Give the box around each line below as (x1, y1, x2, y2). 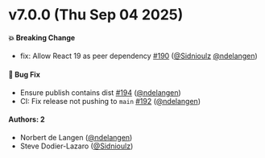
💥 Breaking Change (8, 32, 76, 42)
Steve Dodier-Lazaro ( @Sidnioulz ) (19, 141, 134, 151)
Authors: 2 (8, 114, 45, 124)
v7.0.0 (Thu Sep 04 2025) (8, 6, 184, 24)
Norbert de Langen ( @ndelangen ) (19, 132, 133, 142)
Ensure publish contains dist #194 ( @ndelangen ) (19, 87, 181, 98)
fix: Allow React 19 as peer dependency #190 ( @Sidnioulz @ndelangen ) (19, 51, 258, 61)
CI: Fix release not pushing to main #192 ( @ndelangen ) (19, 96, 201, 106)
